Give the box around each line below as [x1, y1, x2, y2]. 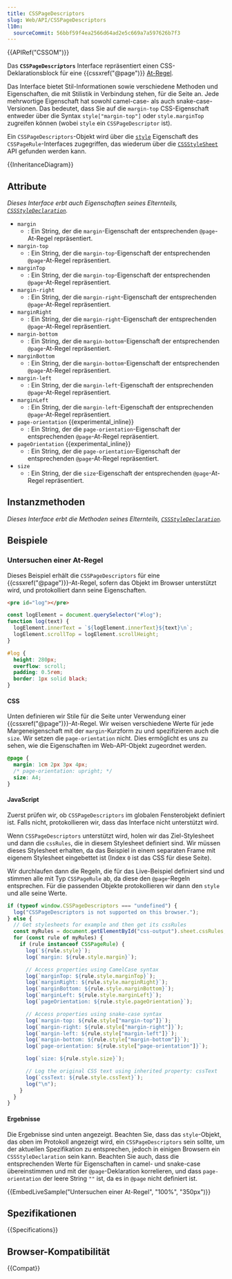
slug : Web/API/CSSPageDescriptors [7, 17, 107, 23]
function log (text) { [7, 618, 70, 625]
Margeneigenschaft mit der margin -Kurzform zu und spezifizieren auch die [7, 727, 220, 735]
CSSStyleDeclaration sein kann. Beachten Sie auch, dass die [7, 1152, 180, 1160]
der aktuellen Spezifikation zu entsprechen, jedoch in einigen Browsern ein [7, 1144, 221, 1153]
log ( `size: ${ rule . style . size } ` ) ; [25, 1055, 126, 1062]
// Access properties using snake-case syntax [25, 1010, 162, 1017]
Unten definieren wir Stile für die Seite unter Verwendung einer [7, 712, 186, 720]
